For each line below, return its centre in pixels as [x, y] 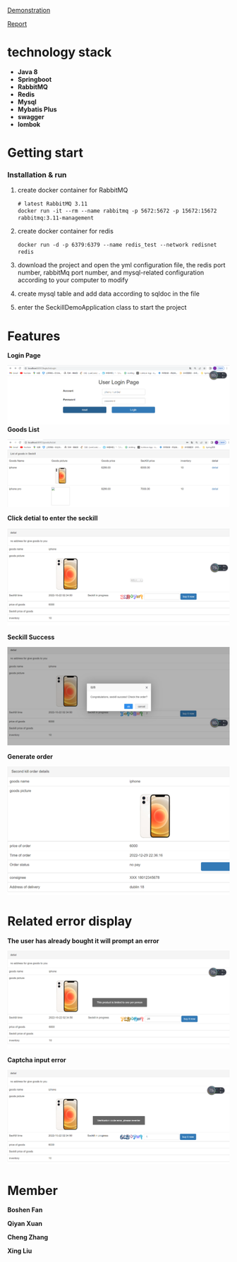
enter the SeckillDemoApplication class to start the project [102, 308]
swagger [31, 116]
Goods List [24, 429]
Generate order [30, 757]
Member [33, 1190]
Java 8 [28, 72]
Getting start [45, 153]
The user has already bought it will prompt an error [83, 941]
